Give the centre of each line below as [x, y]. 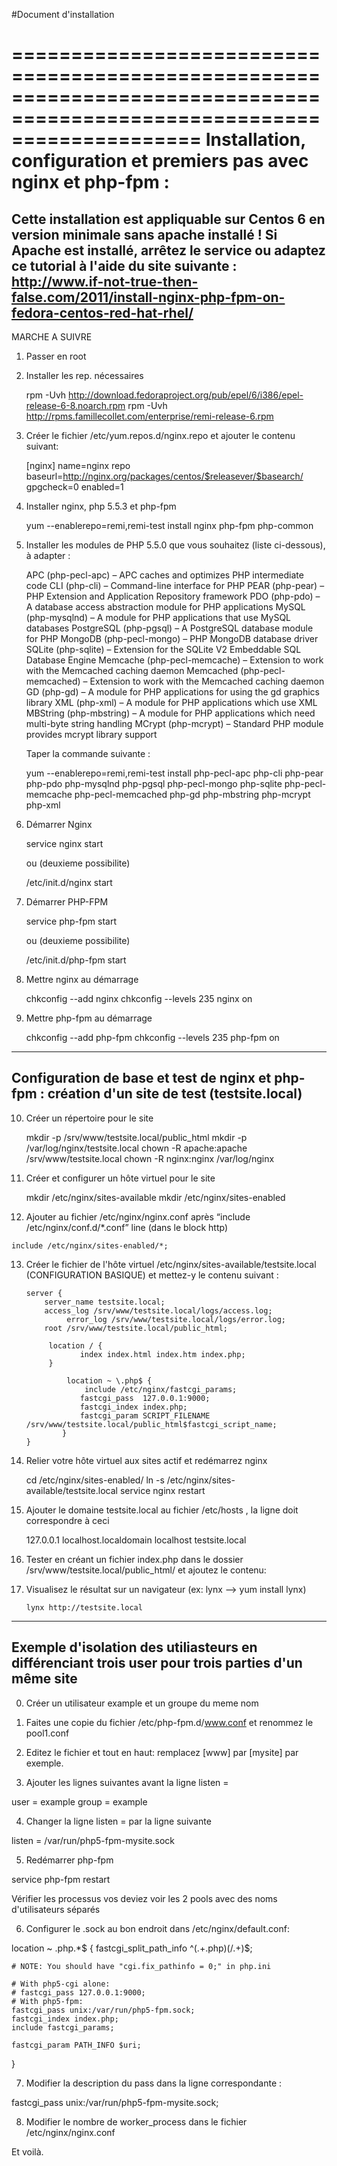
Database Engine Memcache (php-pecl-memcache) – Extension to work [174, 660]
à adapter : [48, 555]
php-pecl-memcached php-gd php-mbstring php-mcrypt [192, 794]
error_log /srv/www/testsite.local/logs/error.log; [176, 1319]
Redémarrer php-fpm [69, 1860]
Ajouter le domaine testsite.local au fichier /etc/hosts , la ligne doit [162, 1510]
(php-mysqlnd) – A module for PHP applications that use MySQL [158, 617]
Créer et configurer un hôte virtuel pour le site [120, 1178]
